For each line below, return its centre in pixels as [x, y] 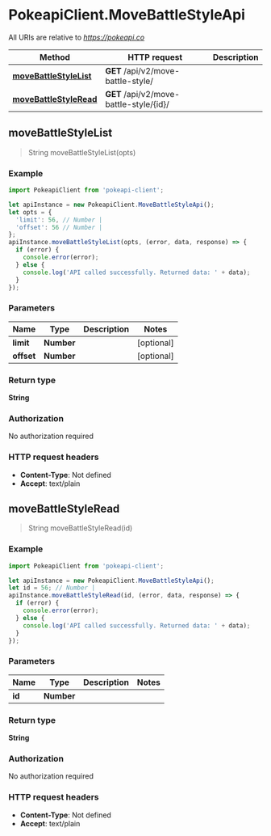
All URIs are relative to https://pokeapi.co [77, 37]
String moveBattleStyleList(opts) [82, 152]
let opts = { [30, 212]
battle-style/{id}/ [137, 104]
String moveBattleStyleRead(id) [80, 528]
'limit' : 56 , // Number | [59, 220]
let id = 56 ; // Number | [52, 588]
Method [55, 57]
